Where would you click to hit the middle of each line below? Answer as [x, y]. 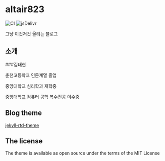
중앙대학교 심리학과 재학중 [31, 86]
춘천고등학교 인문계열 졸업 [31, 75]
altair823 [25, 9]
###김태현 [16, 64]
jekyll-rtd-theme [22, 125]
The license [24, 141]
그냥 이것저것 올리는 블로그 [32, 33]
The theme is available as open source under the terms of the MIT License [82, 153]
